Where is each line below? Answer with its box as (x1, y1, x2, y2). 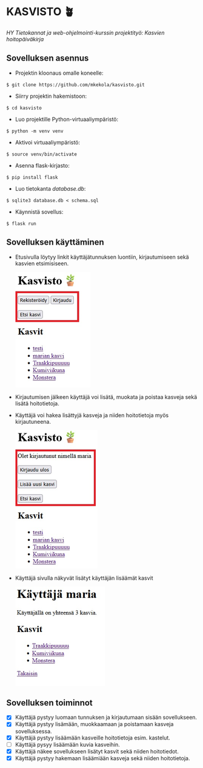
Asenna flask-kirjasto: (15, 161, 70, 169)
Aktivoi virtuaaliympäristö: (15, 138, 81, 146)
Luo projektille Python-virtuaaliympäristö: (15, 115, 119, 123)
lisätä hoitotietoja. (15, 399, 59, 407)
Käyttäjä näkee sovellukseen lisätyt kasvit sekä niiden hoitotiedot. (15, 747, 179, 755)
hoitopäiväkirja (6, 35, 44, 42)
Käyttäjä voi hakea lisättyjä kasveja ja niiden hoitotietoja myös (15, 411, 169, 419)
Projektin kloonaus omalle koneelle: (15, 69, 104, 76)
